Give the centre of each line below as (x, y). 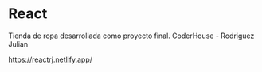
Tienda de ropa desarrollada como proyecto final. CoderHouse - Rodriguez (131, 36)
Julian (18, 44)
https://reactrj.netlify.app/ (51, 59)
